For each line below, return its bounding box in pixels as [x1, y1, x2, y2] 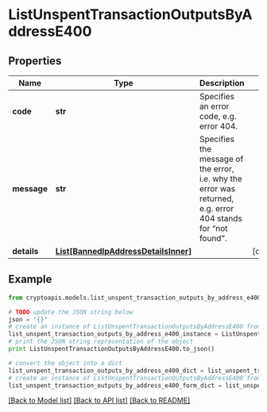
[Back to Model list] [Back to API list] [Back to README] [8, 395, 191, 406]
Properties [8, 54, 62, 67]
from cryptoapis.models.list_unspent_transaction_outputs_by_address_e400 [8, 294, 261, 302]
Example [8, 272, 52, 287]
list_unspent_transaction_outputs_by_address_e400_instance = [8, 330, 219, 338]
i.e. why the [199, 173, 242, 184]
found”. [199, 233, 227, 244]
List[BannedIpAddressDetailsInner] [55, 246, 192, 256]
